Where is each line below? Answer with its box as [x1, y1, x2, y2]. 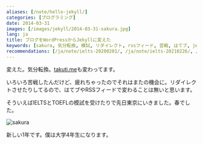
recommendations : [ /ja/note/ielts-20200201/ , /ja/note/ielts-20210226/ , [6, 48, 193, 54]
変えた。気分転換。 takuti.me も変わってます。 [6, 65, 119, 73]
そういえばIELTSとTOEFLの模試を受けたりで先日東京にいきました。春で [6, 99, 185, 106]
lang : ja [6, 31, 28, 38]
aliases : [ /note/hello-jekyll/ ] [6, 8, 88, 15]
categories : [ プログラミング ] [6, 15, 76, 21]
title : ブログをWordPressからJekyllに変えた [6, 37, 111, 43]
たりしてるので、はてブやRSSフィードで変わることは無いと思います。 [22, 86, 196, 93]
